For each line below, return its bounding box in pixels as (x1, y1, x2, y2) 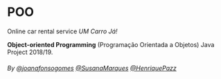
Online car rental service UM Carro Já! (7, 27, 118, 35)
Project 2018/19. (7, 48, 53, 56)
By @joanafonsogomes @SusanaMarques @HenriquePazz (7, 64, 177, 72)
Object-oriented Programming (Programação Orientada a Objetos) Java (7, 40, 215, 49)
